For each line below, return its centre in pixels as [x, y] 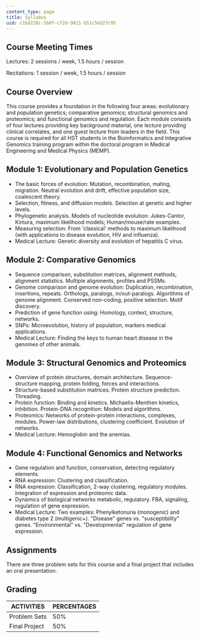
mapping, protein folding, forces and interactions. [99, 384]
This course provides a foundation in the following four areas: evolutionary [98, 106]
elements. [27, 474]
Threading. [28, 396]
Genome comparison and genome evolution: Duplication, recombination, [104, 287]
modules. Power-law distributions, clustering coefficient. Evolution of [100, 422]
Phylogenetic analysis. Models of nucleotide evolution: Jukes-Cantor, [100, 215]
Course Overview [39, 92]
